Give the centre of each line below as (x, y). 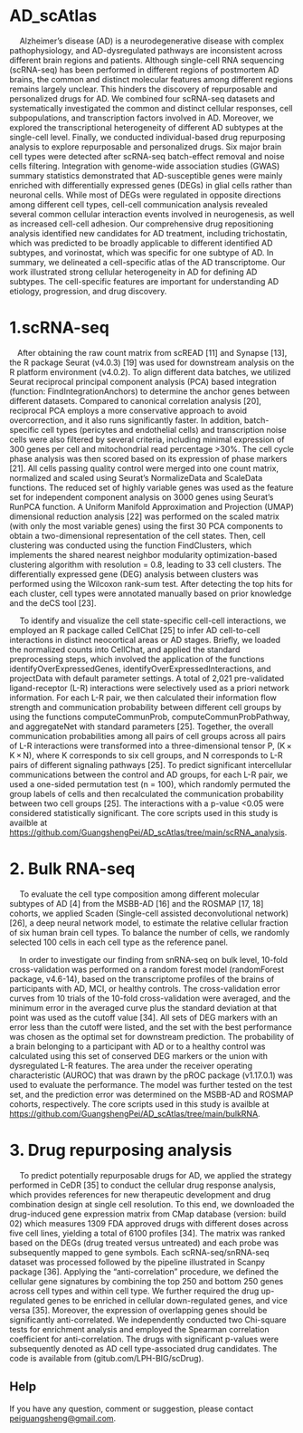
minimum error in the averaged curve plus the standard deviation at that (143, 1007)
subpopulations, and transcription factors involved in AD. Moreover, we (142, 118)
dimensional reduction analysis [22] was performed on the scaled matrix (145, 516)
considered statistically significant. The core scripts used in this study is (144, 813)
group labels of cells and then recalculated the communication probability (147, 793)
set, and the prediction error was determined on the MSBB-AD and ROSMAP (151, 1094)
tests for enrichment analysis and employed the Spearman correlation (139, 1329)
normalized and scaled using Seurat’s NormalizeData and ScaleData (136, 477)
